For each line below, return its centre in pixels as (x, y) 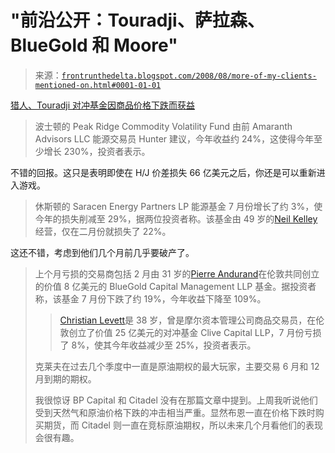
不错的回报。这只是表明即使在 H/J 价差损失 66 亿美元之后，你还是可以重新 (163, 172)
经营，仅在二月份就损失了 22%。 (103, 231)
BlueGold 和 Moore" (94, 45)
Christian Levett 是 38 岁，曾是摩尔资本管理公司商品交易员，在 (188, 320)
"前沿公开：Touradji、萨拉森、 (137, 20)
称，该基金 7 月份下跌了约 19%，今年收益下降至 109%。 (150, 298)
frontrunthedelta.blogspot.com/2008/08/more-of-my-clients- (189, 76)
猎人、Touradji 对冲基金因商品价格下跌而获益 (103, 105)
